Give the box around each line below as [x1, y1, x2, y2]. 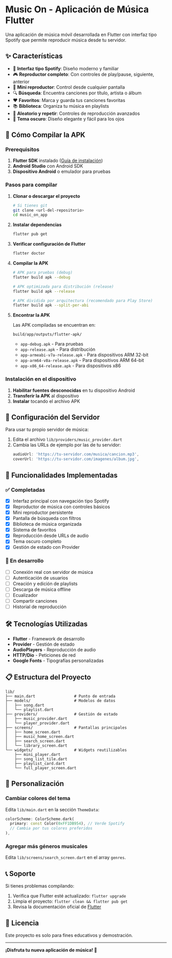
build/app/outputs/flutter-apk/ [12, 332, 82, 337]
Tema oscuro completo [12, 538, 61, 545]
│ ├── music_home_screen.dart [5, 734, 74, 739]
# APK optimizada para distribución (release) [12, 284, 114, 289]
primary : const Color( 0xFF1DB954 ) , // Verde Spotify [10, 821, 125, 826]
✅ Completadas [5, 486, 45, 493]
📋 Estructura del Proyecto [5, 673, 91, 682]
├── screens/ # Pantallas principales [5, 725, 127, 730]
